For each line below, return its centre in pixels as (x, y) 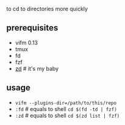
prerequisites (32, 28)
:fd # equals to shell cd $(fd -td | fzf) (66, 109)
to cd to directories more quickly (47, 9)
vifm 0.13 (27, 43)
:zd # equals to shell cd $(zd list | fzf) (67, 115)
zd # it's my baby (37, 68)
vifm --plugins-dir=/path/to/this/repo (66, 103)
